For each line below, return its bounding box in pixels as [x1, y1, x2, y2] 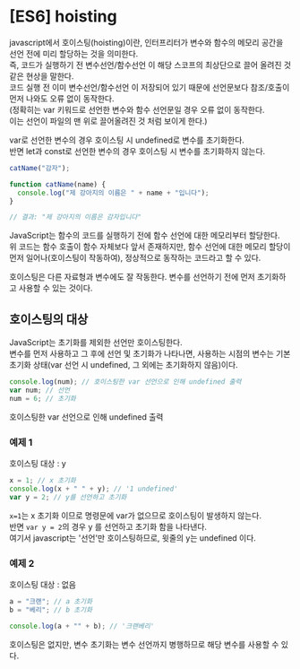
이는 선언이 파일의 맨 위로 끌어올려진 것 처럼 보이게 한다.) [9, 115, 208, 126]
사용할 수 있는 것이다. [18, 282, 93, 293]
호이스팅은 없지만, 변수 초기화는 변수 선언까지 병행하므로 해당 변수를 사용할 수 [9, 639, 279, 649]
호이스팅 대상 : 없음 [9, 578, 76, 589]
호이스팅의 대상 [9, 311, 89, 326]
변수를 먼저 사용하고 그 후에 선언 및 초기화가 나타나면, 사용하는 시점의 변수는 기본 [9, 348, 291, 360]
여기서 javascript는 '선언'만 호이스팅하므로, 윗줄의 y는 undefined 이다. [9, 532, 257, 543]
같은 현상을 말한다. [9, 70, 74, 82]
